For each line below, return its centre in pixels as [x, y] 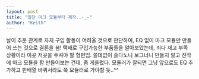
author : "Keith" [26, 23]
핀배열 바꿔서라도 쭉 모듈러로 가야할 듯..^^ [70, 70]
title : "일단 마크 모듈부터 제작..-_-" [49, 17]
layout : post [22, 12]
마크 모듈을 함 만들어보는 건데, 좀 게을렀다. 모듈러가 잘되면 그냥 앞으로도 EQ [99, 62]
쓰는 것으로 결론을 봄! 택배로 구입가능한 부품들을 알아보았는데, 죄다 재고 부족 [100, 48]
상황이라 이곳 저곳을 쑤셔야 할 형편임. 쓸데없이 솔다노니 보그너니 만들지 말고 [93, 55]
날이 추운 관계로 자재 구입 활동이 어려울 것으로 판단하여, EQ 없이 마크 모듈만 [94, 40]
